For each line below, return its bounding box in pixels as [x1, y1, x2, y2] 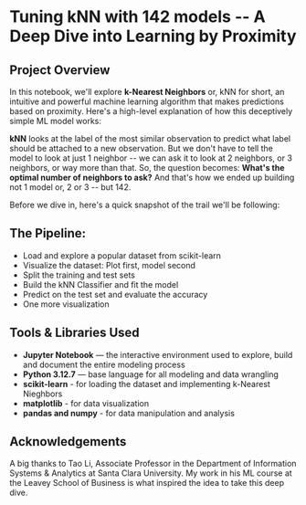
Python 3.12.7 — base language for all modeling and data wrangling [22, 368, 279, 380]
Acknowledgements [9, 434, 127, 449]
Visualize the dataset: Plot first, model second [22, 259, 196, 270]
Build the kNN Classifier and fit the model [22, 279, 179, 289]
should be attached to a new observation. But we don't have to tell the [9, 143, 274, 153]
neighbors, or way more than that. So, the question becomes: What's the [9, 163, 285, 173]
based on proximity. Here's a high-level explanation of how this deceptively [9, 106, 293, 116]
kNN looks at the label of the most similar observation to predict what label [9, 133, 290, 143]
